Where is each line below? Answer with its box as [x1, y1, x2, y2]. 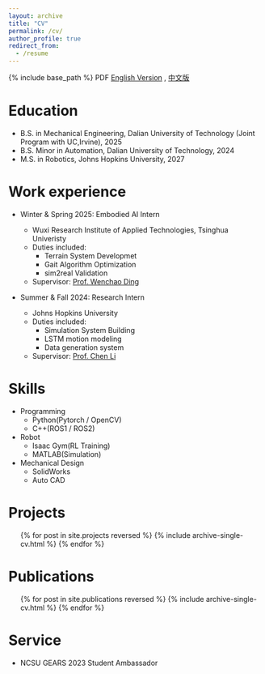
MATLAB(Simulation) [32, 449, 102, 459]
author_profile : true [8, 34, 82, 43]
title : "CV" [8, 19, 48, 28]
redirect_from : [8, 42, 60, 50]
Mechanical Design [19, 458, 85, 467]
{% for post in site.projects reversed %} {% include [19, 530, 191, 540]
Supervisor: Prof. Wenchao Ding [32, 276, 140, 286]
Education [8, 102, 78, 120]
